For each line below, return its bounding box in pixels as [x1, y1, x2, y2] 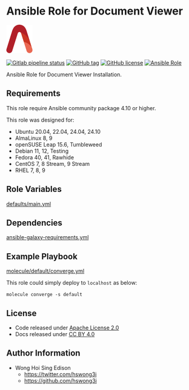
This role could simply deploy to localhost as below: [6, 279, 138, 286]
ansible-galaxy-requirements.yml [6, 234, 89, 241]
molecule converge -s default [6, 292, 83, 298]
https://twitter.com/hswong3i [24, 371, 97, 378]
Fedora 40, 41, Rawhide [15, 153, 75, 161]
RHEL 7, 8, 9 [15, 167, 45, 174]
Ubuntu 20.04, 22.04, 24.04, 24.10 [15, 128, 101, 135]
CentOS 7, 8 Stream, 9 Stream [15, 160, 90, 167]
